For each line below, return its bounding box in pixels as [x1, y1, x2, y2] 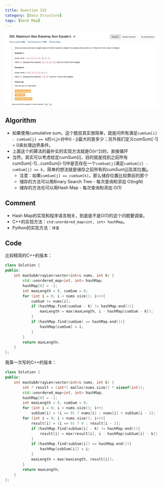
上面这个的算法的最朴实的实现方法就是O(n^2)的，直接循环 [12, 148, 128, 154]
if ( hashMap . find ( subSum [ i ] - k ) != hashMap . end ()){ [31, 426, 141, 431]
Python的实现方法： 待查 [12, 225, 60, 230]
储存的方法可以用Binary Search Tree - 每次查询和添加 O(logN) [19, 178, 144, 184]
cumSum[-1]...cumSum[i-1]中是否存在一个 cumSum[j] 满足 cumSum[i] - [12, 160, 148, 166]
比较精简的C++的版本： [5, 253, 53, 259]
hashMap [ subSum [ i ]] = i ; [39, 447, 91, 452]
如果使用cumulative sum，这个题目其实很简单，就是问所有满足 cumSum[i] [12, 130, 157, 136]
